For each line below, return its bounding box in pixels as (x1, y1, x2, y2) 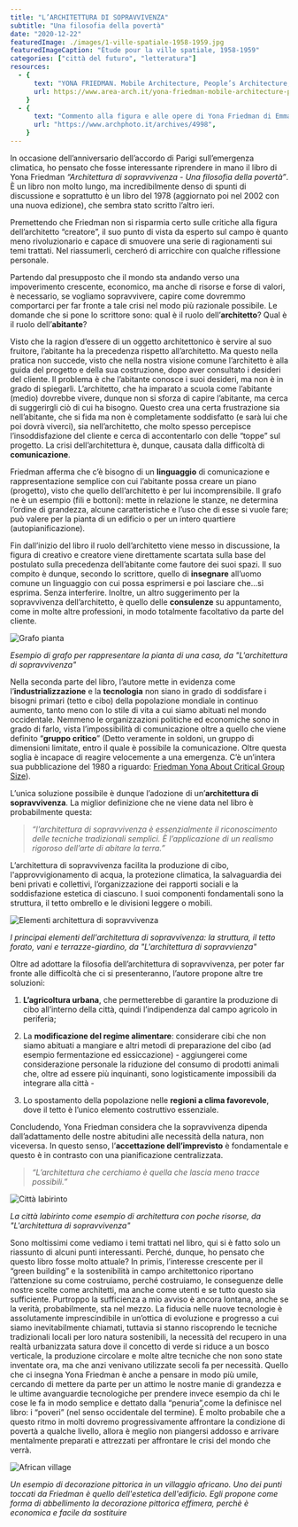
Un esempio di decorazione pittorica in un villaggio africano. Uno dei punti (10, 1478, 282, 1490)
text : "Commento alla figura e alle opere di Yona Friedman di (33, 112, 272, 121)
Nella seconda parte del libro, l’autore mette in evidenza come (10, 676, 236, 687)
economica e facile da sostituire (10, 1507, 127, 1517)
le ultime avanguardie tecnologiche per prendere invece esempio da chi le (10, 1388, 280, 1398)
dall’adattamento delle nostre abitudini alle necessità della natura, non (10, 1131, 264, 1141)
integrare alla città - (22, 1077, 96, 1088)
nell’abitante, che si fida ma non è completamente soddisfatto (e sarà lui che (10, 411, 288, 422)
